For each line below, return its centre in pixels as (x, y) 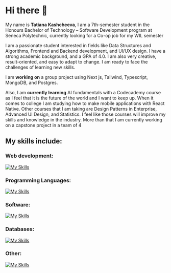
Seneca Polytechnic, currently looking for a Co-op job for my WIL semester (84, 35)
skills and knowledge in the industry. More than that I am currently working (84, 119)
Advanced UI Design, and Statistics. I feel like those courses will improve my (86, 114)
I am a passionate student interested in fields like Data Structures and (78, 45)
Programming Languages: (38, 180)
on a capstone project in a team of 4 (43, 125)
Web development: (29, 156)
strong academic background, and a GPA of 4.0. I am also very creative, (81, 56)
